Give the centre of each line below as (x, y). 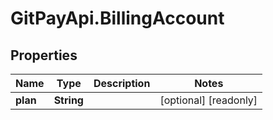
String (68, 100)
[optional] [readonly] (208, 100)
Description (122, 83)
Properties (44, 55)
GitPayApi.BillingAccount (117, 18)
